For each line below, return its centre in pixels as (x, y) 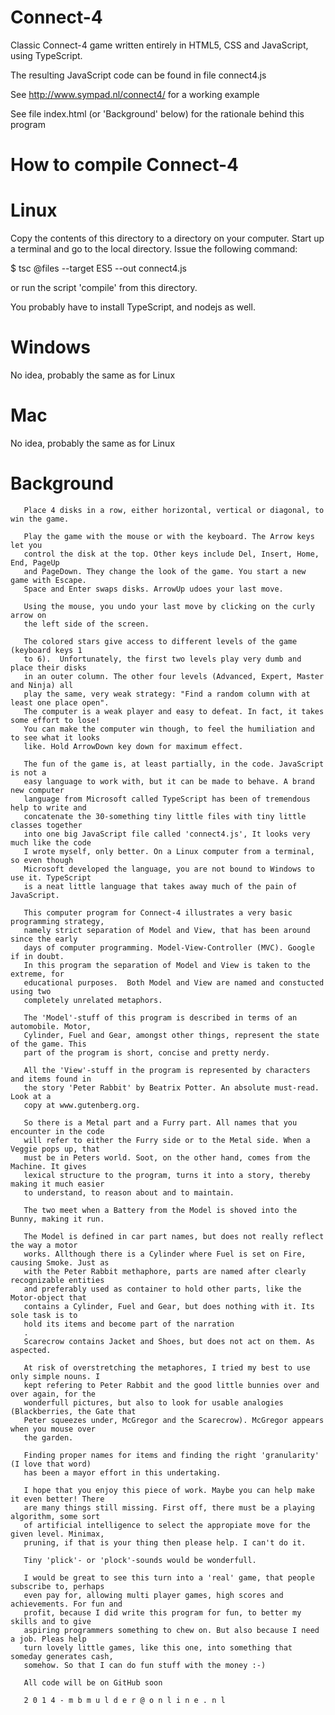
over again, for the (53, 1394)
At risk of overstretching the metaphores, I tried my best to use (167, 1367)
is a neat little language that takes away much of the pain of (160, 886)
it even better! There (57, 1499)
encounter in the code (57, 1131)
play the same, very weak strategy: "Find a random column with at (167, 694)
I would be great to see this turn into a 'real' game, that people (169, 1577)
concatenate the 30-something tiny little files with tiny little (165, 816)
